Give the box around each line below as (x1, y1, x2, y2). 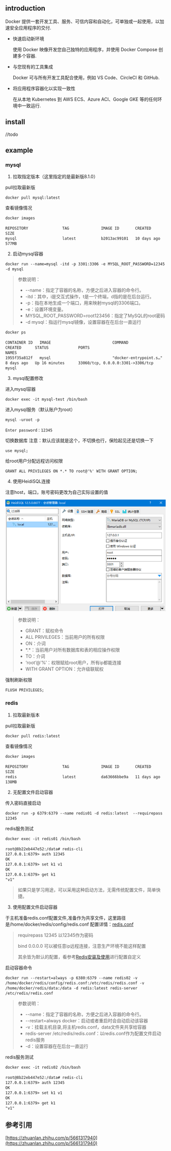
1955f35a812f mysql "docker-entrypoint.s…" (5, 355, 163, 361)
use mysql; (5, 448, 28, 453)
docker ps (5, 330, 26, 335)
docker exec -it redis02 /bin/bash (5, 1065, 81, 1070)
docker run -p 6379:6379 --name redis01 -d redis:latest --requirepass (5, 810, 163, 816)
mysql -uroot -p (5, 417, 40, 423)
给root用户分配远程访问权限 (5, 458, 63, 464)
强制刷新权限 (5, 677, 32, 683)
